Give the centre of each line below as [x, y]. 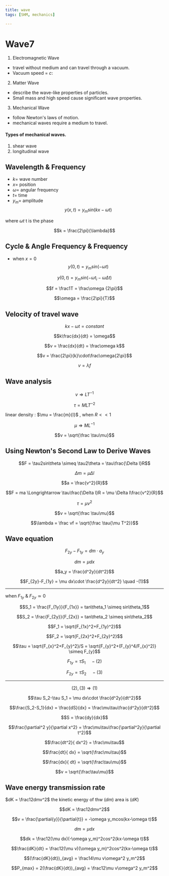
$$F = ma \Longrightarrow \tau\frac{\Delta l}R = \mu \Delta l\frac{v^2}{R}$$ [84, 493]
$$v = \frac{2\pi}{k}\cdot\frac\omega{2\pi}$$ [84, 356]
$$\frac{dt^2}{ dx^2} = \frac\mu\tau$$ [84, 742]
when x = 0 [24, 259]
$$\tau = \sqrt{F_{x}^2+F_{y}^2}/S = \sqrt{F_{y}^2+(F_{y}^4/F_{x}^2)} [84, 646]
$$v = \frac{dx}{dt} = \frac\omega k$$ [84, 346]
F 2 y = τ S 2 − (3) [84, 673]
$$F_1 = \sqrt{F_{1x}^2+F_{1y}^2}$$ [84, 626]
